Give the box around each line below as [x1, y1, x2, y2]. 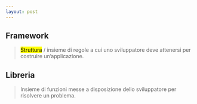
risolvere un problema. [20, 92, 76, 99]
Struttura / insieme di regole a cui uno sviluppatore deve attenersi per [20, 46, 192, 53]
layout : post [5, 8, 38, 15]
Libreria [5, 70, 35, 80]
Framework [5, 31, 49, 41]
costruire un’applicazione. [20, 53, 84, 60]
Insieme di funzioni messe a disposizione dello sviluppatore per [20, 86, 177, 93]
